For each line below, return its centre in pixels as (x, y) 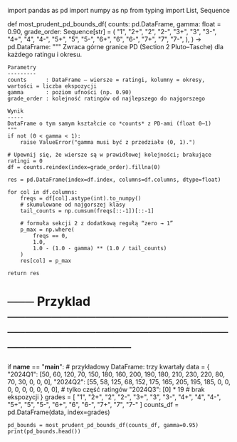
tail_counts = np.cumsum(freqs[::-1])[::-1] (87, 211)
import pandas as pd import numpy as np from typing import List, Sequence (118, 10)
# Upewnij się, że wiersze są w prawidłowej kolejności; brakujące (110, 155)
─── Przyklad (49, 302)
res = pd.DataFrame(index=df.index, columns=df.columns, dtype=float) (114, 180)
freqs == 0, (51, 236)
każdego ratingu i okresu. (45, 54)
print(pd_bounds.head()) (44, 431)
